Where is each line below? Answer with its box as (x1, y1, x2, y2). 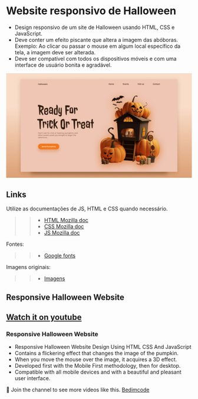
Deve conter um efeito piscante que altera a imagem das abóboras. (14, 36, 179, 43)
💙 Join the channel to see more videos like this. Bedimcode (6, 386, 150, 394)
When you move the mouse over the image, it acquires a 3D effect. (14, 356, 177, 363)
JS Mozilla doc (44, 229, 80, 236)
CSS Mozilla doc (44, 223, 84, 230)
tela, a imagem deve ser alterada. (14, 48, 96, 56)
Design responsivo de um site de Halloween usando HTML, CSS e (14, 24, 175, 31)
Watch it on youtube (6, 312, 82, 323)
